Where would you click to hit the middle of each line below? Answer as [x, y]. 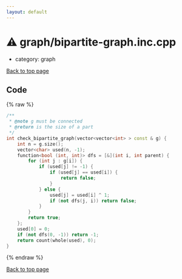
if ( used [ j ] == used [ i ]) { [84, 172]
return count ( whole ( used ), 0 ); [57, 240]
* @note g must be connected [46, 122]
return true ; [45, 218]
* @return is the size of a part [51, 127]
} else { [50, 189]
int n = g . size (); [40, 144]
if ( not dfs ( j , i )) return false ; [93, 201]
